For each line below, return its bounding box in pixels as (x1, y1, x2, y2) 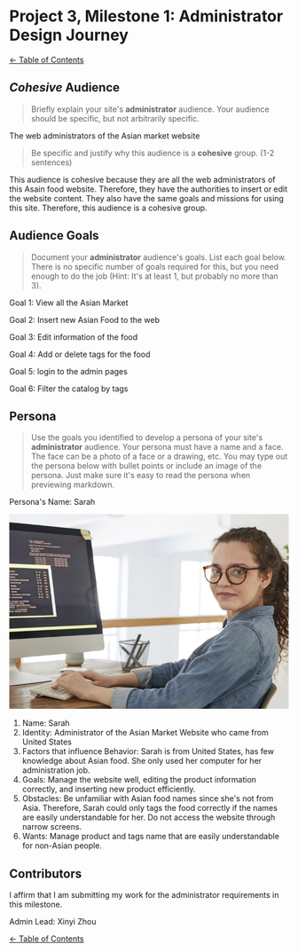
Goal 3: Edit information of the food (9, 331, 138, 342)
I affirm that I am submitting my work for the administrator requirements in (9, 890, 279, 901)
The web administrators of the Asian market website (9, 130, 200, 141)
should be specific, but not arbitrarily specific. (30, 113, 200, 123)
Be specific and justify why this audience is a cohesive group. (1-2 (30, 147, 275, 158)
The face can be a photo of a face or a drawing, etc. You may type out (30, 451, 288, 462)
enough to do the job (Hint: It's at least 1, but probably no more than (30, 271, 279, 281)
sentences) (30, 157, 73, 168)
